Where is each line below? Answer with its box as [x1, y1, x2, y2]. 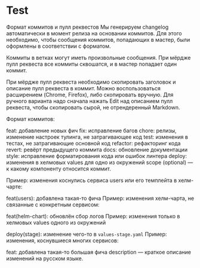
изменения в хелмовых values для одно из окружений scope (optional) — [6, 159, 193, 166]
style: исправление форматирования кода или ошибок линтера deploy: [6, 152, 187, 159]
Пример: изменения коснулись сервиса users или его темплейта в [6, 176, 177, 184]
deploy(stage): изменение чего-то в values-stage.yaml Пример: [6, 230, 167, 237]
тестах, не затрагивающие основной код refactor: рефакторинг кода [6, 139, 181, 147]
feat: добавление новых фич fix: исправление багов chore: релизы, [6, 127, 177, 134]
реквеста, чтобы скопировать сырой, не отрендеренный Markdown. [6, 103, 180, 111]
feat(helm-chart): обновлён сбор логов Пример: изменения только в [6, 212, 180, 220]
